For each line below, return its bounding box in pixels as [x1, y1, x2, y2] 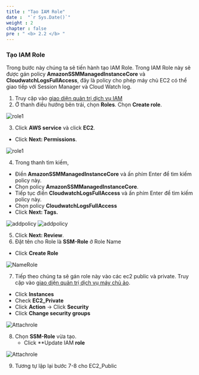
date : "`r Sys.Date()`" [6, 14, 71, 20]
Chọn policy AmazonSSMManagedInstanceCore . [14, 183, 139, 190]
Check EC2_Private [14, 297, 64, 305]
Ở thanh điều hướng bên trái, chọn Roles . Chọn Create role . [14, 101, 163, 108]
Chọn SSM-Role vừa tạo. [14, 333, 76, 340]
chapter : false [6, 25, 47, 32]
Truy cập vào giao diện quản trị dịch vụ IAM [14, 95, 123, 102]
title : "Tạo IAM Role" [6, 8, 66, 15]
